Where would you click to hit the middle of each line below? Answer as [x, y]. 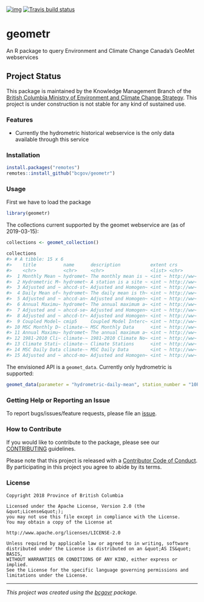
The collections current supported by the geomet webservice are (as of [96, 225]
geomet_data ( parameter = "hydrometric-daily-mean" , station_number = [96, 384]
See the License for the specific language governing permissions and [97, 570]
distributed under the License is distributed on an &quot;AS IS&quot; [99, 548]
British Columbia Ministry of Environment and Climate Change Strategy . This [102, 97]
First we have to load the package [49, 202]
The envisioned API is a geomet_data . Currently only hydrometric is [89, 367]
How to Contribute [34, 429]
